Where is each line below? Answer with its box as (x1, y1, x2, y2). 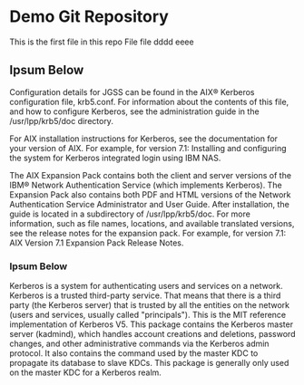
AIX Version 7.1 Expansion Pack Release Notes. (9, 237, 184, 248)
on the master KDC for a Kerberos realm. (9, 367, 162, 378)
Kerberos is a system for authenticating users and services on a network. (9, 281, 283, 292)
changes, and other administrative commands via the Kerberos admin (9, 338, 270, 350)
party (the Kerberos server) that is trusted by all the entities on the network (9, 300, 290, 311)
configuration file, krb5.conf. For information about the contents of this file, (9, 96, 289, 107)
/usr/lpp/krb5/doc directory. (9, 115, 113, 126)
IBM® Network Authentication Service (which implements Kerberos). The (9, 179, 283, 190)
